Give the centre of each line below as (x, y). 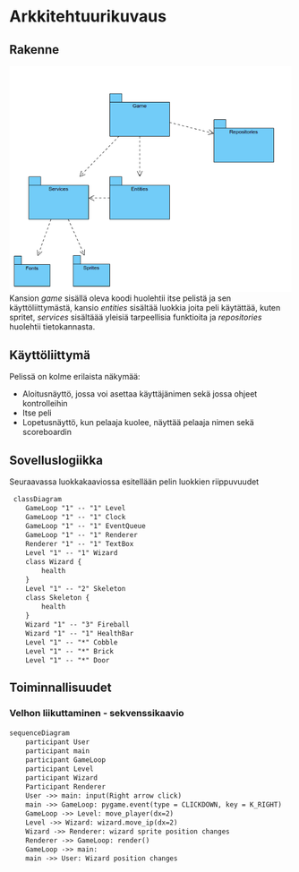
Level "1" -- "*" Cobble (72, 642)
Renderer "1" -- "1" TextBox (80, 543)
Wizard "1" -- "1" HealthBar (80, 633)
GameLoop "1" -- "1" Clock (76, 517)
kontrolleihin (45, 404)
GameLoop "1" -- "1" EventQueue (85, 526)
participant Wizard (62, 778)
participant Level (60, 769)
